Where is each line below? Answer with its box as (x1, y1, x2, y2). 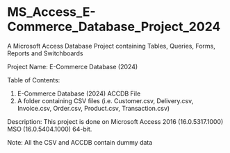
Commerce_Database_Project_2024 (7, 19, 221, 35)
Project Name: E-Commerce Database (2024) (7, 62, 138, 71)
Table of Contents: (7, 75, 60, 84)
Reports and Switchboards (7, 49, 83, 57)
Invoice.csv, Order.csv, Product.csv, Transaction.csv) (17, 104, 170, 112)
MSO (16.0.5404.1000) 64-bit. (7, 125, 92, 133)
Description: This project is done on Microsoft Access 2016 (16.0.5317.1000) (7, 117, 224, 125)
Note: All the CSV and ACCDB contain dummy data (7, 138, 153, 146)
